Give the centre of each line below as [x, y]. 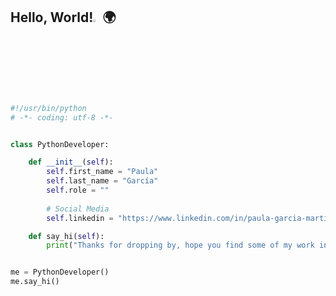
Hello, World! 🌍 [63, 17]
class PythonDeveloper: [60, 144]
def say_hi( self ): [66, 236]
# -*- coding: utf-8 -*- [62, 117]
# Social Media [78, 209]
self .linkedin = [80, 218]
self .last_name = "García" [102, 181]
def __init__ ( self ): [71, 162]
